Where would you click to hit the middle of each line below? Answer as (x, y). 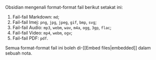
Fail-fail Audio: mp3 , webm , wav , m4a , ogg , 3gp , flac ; (62, 27)
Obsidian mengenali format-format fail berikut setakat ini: (64, 7)
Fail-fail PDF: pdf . (30, 38)
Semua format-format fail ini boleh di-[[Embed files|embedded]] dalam (78, 48)
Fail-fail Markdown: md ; (36, 17)
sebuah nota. (19, 53)
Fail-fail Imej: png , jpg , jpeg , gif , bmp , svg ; (54, 22)
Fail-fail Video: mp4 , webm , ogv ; (42, 33)
